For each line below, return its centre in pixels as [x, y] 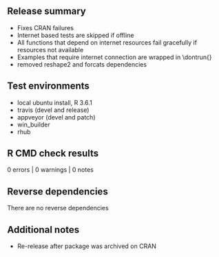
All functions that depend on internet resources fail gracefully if [107, 42]
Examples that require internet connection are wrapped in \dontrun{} [114, 57]
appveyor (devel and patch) [56, 117]
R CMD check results [53, 154]
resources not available [50, 49]
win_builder [33, 124]
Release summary [46, 11]
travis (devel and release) [53, 110]
